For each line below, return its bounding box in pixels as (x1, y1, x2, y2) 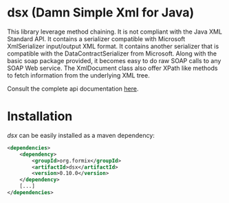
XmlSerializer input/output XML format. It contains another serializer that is (7, 42, 219, 50)
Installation (7, 108, 73, 124)
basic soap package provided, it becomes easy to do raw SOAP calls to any (7, 56, 221, 64)
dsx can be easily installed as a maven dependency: (7, 131, 155, 139)
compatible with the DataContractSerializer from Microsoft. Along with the (7, 49, 217, 58)
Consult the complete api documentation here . (7, 84, 139, 93)
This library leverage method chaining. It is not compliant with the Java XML (7, 27, 222, 36)
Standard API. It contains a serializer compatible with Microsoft (7, 34, 186, 43)
